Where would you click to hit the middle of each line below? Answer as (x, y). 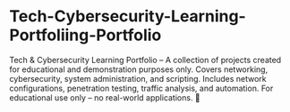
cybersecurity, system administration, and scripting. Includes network (138, 78)
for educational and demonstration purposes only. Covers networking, (139, 69)
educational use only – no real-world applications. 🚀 (105, 97)
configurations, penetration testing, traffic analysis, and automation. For (141, 88)
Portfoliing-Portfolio (85, 35)
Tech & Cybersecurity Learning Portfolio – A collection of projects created (145, 60)
